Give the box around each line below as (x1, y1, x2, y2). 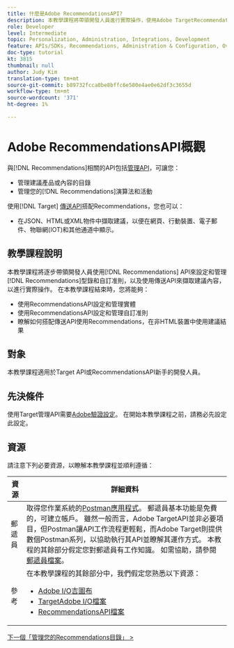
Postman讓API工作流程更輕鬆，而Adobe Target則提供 (47, 524, 223, 534)
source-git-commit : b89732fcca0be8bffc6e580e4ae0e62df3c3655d (7, 82, 192, 88)
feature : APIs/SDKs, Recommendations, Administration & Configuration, (7, 43, 219, 49)
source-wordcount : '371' (7, 95, 79, 102)
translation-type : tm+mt (7, 75, 79, 82)
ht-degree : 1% (7, 101, 49, 108)
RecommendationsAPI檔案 (38, 607, 125, 617)
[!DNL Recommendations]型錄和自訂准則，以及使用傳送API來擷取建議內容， (7, 276, 225, 284)
